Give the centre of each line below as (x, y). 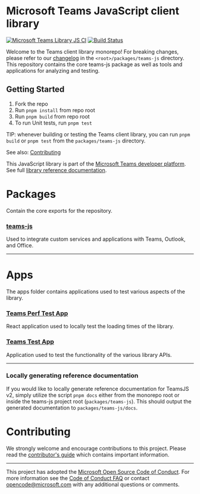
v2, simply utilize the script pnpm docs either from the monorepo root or (93, 395)
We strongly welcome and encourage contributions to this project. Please (96, 448)
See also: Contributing (34, 152)
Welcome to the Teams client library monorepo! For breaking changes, (93, 51)
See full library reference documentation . (57, 170)
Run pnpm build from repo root (52, 116)
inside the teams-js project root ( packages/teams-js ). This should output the (99, 401)
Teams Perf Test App (37, 313)
